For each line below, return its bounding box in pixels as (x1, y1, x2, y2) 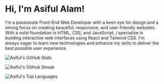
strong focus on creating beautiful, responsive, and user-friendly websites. (5, 24, 156, 30)
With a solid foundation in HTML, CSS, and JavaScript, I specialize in (5, 30, 143, 35)
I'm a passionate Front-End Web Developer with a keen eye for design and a (5, 19, 159, 25)
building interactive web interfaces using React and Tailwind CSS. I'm (5, 35, 145, 41)
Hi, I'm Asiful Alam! (5, 3, 85, 15)
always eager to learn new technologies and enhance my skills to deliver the (5, 40, 159, 46)
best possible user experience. (5, 45, 68, 51)
